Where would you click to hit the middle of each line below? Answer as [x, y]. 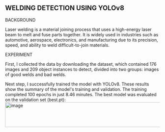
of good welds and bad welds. [36, 74]
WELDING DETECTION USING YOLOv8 [65, 8]
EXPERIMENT [19, 54]
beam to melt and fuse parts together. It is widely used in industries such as [82, 34]
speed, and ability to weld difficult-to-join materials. [57, 45]
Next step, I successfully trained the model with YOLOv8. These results [77, 84]
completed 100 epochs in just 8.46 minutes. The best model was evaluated [81, 94]
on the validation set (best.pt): [36, 100]
